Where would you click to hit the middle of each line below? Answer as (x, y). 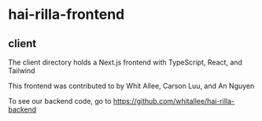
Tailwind (22, 71)
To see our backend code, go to (60, 101)
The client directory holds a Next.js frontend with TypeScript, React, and (125, 62)
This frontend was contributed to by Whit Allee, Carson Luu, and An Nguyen (131, 86)
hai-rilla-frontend (66, 15)
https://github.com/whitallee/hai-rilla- (174, 101)
